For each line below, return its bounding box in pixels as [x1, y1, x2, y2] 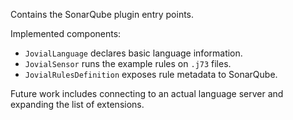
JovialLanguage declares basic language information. [24, 47, 243, 59]
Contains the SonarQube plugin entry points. [10, 9, 195, 20]
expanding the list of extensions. [10, 99, 145, 110]
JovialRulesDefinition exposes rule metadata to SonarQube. [24, 69, 278, 80]
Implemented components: [10, 28, 122, 39]
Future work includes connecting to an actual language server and [10, 88, 284, 99]
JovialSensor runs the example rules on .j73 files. [24, 58, 232, 69]
